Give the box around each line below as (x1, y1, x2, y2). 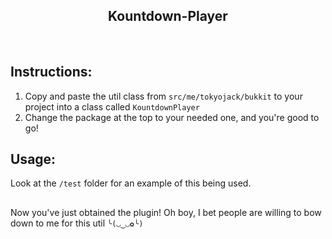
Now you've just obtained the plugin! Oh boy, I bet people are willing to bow (10, 206, 322, 218)
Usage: (10, 151, 57, 168)
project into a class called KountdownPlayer (24, 100, 200, 113)
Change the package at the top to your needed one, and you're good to (24, 111, 320, 123)
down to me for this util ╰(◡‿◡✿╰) (10, 217, 144, 229)
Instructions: (10, 64, 93, 81)
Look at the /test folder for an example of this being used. (10, 177, 252, 189)
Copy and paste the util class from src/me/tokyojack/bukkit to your (24, 90, 303, 102)
